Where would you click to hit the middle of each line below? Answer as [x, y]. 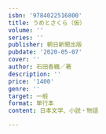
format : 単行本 [31, 103]
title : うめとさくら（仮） [47, 23]
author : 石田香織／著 [40, 67]
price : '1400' [31, 81]
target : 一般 [28, 96]
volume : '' [26, 30]
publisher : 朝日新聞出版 [45, 45]
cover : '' [24, 60]
